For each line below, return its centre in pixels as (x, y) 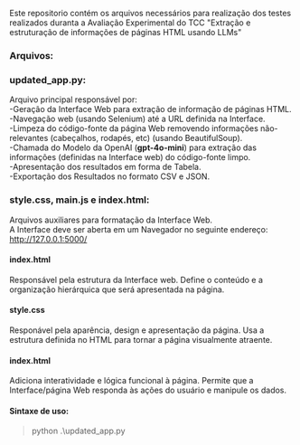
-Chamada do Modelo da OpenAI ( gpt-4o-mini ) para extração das (133, 147)
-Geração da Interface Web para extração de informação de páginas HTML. (150, 109)
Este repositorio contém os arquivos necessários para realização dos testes (150, 13)
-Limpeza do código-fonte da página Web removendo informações (134, 128)
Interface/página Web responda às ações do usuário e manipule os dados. (148, 390)
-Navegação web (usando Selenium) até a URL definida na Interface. (137, 119)
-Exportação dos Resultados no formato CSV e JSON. (110, 176)
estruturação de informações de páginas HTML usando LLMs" (126, 32)
